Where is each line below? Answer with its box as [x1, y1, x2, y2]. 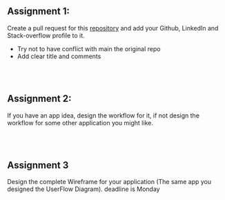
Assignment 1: [7, 6, 70, 17]
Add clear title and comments [17, 52, 101, 60]
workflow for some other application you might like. [7, 118, 153, 127]
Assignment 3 [7, 159, 69, 172]
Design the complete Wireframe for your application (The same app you [7, 178, 212, 186]
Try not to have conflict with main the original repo [17, 44, 161, 53]
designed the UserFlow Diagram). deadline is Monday [7, 185, 160, 193]
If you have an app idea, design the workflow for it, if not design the [7, 111, 200, 120]
